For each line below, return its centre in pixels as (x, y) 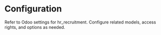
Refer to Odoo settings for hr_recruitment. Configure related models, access (80, 22)
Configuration (33, 9)
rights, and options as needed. (35, 27)
